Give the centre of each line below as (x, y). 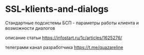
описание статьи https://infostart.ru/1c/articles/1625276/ (64, 38)
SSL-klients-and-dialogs (57, 9)
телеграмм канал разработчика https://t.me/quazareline (64, 47)
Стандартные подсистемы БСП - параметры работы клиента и (72, 23)
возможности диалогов (30, 28)
